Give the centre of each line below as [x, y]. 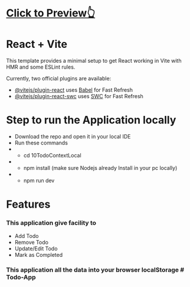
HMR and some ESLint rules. [41, 67]
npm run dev [39, 180]
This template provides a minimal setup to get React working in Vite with [94, 61]
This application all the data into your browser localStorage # [95, 270]
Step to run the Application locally [91, 120]
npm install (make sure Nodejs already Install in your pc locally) [100, 168]
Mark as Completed [39, 254]
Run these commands [41, 143]
